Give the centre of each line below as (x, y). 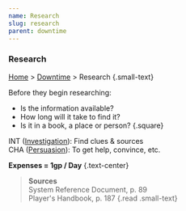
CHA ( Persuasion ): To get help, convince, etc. (85, 150)
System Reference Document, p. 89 (88, 189)
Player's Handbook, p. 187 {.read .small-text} (103, 198)
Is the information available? (67, 108)
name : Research (34, 16)
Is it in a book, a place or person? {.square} (92, 125)
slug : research (34, 23)
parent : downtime (38, 31)
